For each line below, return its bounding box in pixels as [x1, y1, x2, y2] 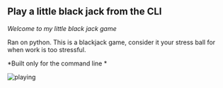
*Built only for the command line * [7, 59, 108, 68]
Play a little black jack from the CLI [7, 6, 162, 18]
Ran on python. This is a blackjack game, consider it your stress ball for [7, 38, 216, 46]
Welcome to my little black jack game [7, 24, 117, 32]
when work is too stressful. [7, 45, 86, 54]
